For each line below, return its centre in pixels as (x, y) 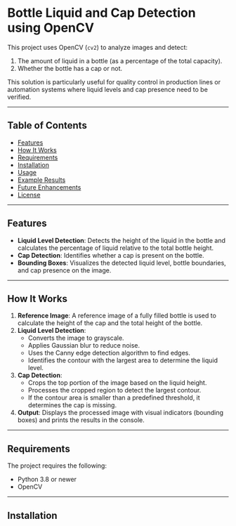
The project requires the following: (57, 466)
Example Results (41, 180)
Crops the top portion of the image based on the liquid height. (117, 383)
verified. (19, 97)
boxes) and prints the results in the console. (81, 420)
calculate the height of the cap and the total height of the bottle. (110, 323)
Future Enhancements (49, 187)
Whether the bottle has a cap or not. (70, 68)
